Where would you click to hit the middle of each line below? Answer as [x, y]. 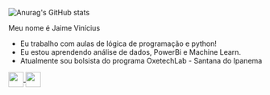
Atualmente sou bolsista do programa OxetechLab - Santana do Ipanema [141, 61]
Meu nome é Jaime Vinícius [54, 28]
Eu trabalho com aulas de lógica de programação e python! [118, 43]
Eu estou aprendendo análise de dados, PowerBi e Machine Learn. [131, 52]
